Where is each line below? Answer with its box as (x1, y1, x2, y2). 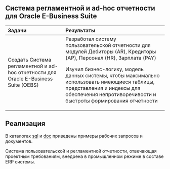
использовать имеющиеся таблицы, (65, 78, 155, 85)
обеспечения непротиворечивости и (65, 91, 156, 98)
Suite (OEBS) (8, 81, 39, 88)
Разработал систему (65, 35, 116, 42)
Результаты (65, 27, 96, 34)
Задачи (8, 27, 27, 34)
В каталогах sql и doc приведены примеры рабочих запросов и (5, 133, 143, 139)
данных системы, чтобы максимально (65, 72, 160, 79)
